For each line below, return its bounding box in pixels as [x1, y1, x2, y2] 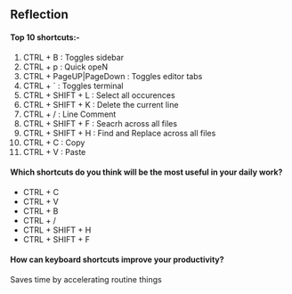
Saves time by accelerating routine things [10, 274, 163, 284]
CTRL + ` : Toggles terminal [22, 80, 124, 91]
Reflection [10, 7, 69, 22]
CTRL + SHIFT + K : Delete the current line [22, 99, 179, 110]
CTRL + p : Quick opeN [22, 61, 109, 72]
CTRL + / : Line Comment [22, 109, 117, 119]
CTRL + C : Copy [22, 137, 85, 148]
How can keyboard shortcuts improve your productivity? [10, 254, 225, 265]
